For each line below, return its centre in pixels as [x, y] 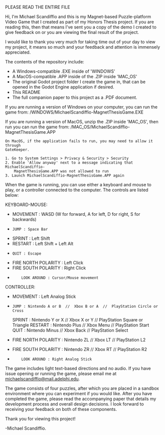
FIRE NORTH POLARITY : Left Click [48, 263]
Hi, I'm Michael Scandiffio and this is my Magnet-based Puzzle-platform [78, 16]
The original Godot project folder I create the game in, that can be [79, 82]
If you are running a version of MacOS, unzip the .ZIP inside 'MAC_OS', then [82, 122]
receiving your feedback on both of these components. [61, 409]
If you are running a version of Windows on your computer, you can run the [81, 107]
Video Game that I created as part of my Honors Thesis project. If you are [80, 22]
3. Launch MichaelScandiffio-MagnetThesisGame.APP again [65, 175]
